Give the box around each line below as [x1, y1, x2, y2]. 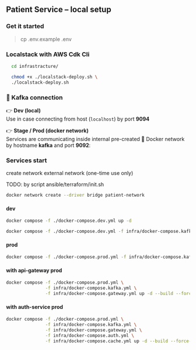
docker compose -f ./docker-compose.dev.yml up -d [6, 218, 132, 224]
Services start [6, 156, 47, 164]
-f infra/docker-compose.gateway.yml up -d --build [45, 291, 174, 297]
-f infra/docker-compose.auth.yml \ [45, 332, 134, 338]
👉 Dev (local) [6, 107, 41, 114]
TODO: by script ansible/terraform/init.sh [6, 181, 104, 188]
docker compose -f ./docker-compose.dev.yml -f [6, 228, 124, 235]
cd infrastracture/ [11, 63, 59, 69]
